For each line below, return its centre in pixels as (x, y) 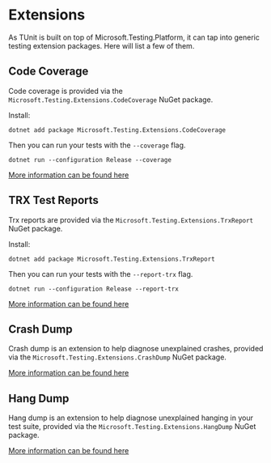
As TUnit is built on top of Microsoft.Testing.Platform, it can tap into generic (134, 37)
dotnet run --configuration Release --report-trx (94, 289)
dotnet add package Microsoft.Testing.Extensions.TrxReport (112, 259)
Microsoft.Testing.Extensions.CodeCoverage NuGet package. (111, 100)
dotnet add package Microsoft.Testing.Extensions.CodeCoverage (117, 130)
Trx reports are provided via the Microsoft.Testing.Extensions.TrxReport (131, 219)
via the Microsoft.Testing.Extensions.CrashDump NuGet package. (117, 357)
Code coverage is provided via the (66, 91)
